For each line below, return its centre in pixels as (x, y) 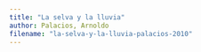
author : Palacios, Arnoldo (59, 26)
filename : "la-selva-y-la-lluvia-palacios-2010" (101, 33)
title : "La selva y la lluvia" (67, 17)
